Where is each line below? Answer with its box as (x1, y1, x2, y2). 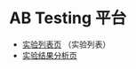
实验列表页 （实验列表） (21, 39, 111, 50)
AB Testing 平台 (9, 8, 127, 28)
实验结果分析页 (21, 50, 77, 60)
